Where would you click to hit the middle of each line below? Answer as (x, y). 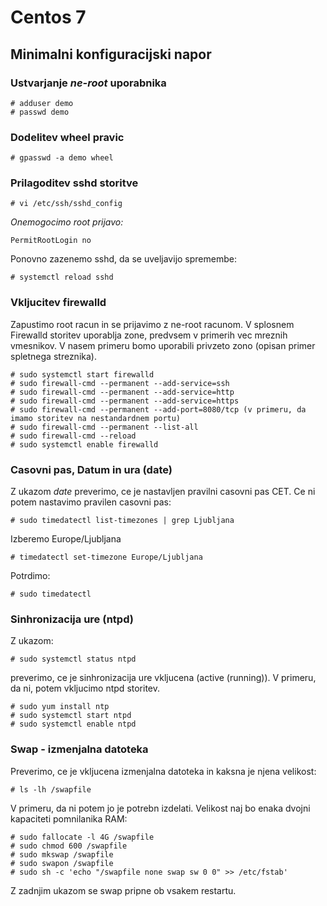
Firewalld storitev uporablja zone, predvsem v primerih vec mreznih (149, 335)
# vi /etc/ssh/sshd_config (66, 204)
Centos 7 (48, 17)
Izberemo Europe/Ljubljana (66, 539)
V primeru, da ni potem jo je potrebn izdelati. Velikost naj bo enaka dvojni (160, 808)
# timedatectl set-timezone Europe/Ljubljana (106, 557)
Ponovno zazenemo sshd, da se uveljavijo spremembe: (123, 259)
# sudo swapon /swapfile (62, 863)
